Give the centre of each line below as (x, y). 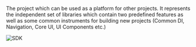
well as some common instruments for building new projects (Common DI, (95, 21)
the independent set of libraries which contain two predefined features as (95, 15)
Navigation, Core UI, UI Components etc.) (56, 27)
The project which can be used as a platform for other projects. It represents (98, 8)
